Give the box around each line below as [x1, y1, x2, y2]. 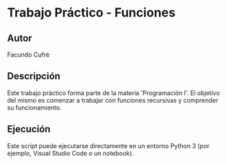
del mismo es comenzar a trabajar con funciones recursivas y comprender [7, 96, 219, 104]
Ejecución [7, 123, 51, 135]
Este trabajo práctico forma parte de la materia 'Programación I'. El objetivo [7, 88, 220, 97]
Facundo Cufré [7, 50, 50, 59]
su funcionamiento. [7, 103, 62, 112]
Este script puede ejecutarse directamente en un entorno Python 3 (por [7, 141, 210, 150]
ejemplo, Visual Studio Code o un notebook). [7, 149, 134, 157]
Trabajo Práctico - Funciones [7, 5, 176, 21]
